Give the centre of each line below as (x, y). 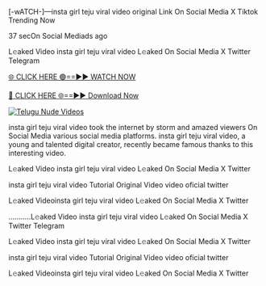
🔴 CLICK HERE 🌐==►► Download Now (74, 95)
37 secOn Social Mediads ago (58, 36)
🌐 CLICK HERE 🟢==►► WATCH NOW (72, 77)
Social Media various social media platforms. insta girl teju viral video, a (127, 136)
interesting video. (37, 153)
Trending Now (32, 20)
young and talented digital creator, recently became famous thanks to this (131, 144)
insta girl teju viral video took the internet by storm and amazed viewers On (133, 127)
